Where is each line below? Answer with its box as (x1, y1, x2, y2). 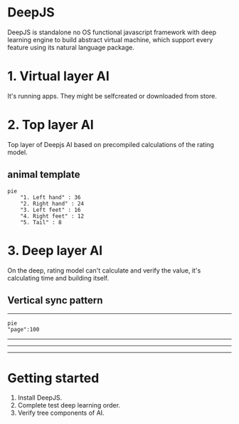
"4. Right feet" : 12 (20, 212, 84, 220)
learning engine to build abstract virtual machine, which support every (7, 35, 213, 44)
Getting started (7, 370, 100, 386)
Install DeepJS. (17, 393, 63, 402)
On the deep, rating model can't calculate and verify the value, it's (7, 266, 201, 275)
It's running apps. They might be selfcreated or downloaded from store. (7, 91, 217, 100)
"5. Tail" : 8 (20, 218, 62, 226)
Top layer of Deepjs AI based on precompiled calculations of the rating (7, 140, 215, 148)
